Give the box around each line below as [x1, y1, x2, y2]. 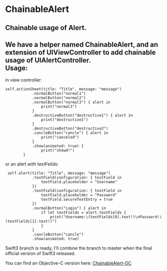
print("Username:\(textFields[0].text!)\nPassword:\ [49, 214, 162, 219]
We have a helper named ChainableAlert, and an [5, 40, 158, 48]
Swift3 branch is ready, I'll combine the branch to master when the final [5, 245, 152, 251]
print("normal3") [40, 104, 77, 109]
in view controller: [5, 77, 42, 83]
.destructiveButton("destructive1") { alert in [31, 113, 133, 118]
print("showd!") [40, 148, 75, 153]
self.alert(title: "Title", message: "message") [7, 171, 111, 176]
